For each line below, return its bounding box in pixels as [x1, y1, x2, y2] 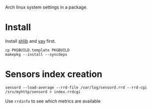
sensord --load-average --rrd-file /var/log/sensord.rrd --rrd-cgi [5, 85, 148, 90]
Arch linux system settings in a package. [5, 4, 88, 10]
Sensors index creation [5, 69, 102, 80]
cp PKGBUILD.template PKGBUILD [5, 47, 70, 53]
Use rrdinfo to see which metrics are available [5, 98, 101, 104]
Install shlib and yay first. [5, 38, 56, 44]
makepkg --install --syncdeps [5, 52, 68, 57]
